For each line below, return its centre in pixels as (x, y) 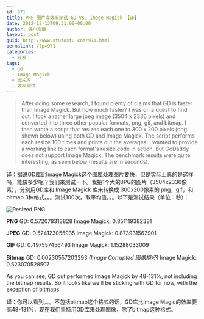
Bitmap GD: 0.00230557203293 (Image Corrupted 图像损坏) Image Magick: (101, 258)
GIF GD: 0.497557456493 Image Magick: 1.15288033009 (78, 245)
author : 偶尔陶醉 (26, 29)
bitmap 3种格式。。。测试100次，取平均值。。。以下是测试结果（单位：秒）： (98, 197)
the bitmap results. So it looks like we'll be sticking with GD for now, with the (102, 283)
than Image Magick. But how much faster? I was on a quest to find (104, 110)
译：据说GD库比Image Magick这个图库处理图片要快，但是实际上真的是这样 (100, 174)
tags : (13, 63)
